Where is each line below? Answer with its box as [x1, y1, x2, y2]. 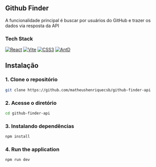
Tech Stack [5, 35, 33, 42]
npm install [5, 134, 30, 139]
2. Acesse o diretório [5, 99, 57, 106]
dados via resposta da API [5, 23, 59, 29]
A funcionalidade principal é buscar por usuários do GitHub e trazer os [5, 17, 151, 23]
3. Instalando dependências [5, 122, 74, 129]
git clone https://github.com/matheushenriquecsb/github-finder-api [5, 87, 151, 92]
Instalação [5, 61, 39, 70]
